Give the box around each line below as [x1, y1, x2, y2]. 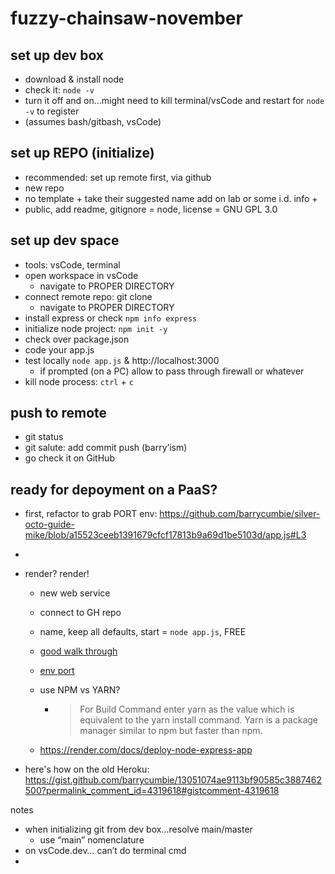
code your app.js [24, 343, 95, 356]
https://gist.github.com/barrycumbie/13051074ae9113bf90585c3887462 [24, 774, 323, 786]
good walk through [39, 645, 118, 657]
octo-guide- [24, 518, 75, 531]
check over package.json [24, 333, 130, 345]
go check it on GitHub [24, 452, 115, 464]
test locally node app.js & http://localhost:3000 [24, 354, 220, 366]
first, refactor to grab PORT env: [24, 508, 158, 520]
